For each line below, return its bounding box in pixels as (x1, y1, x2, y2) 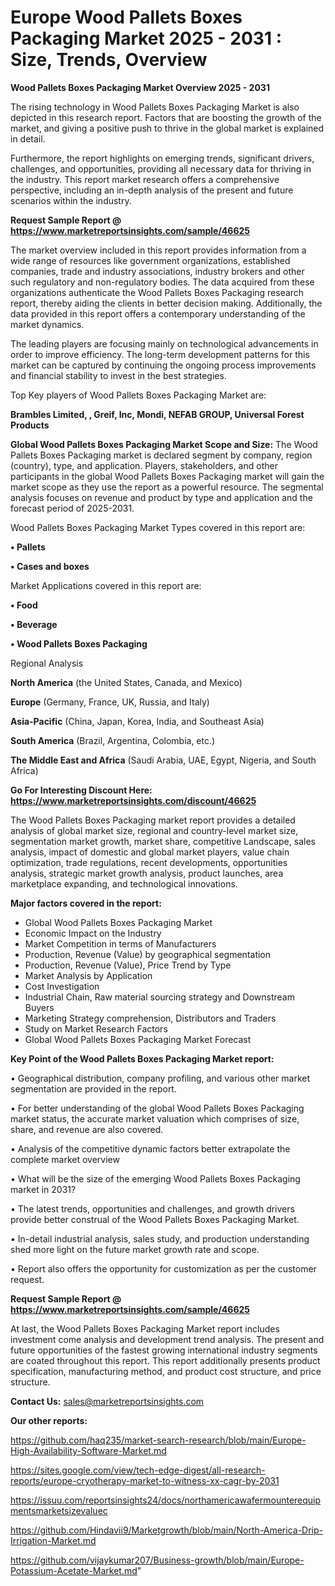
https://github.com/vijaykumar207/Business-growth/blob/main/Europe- (10, 1554, 305, 1566)
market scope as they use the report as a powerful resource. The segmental (10, 481, 324, 493)
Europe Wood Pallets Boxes (10, 6, 243, 29)
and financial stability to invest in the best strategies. (10, 369, 227, 381)
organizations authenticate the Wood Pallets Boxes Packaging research (10, 286, 305, 298)
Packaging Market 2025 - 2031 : (10, 27, 282, 50)
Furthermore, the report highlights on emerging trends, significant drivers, (10, 152, 315, 164)
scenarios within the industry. (10, 194, 132, 206)
